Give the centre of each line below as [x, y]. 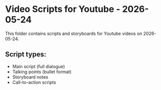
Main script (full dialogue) [39, 66]
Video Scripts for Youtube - [63, 9]
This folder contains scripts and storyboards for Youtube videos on [74, 33]
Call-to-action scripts [34, 82]
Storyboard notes [30, 77]
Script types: [26, 54]
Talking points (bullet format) [42, 72]
